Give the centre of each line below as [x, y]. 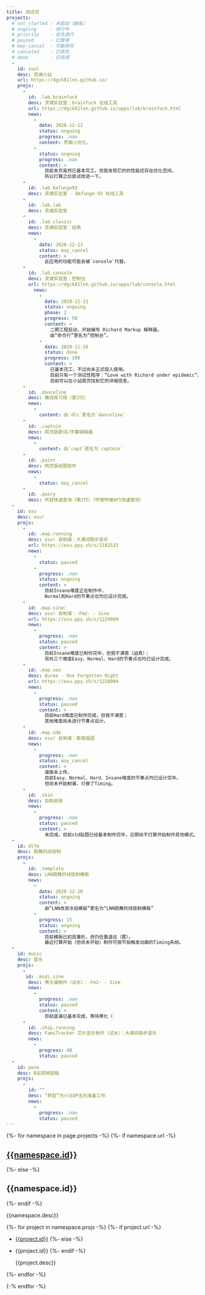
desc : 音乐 [30, 959]
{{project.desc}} [35, 1262]
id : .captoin [45, 426]
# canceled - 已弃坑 [41, 52]
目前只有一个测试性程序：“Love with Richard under [110, 375]
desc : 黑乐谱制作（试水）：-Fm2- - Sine [74, 982]
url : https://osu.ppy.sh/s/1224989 [74, 619]
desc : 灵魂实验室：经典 [55, 228]
